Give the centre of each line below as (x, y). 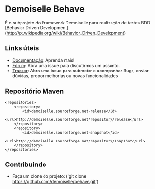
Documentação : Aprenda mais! (43, 60)
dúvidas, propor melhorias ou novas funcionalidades (65, 76)
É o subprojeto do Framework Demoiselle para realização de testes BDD (78, 23)
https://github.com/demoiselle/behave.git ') (55, 182)
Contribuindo (26, 164)
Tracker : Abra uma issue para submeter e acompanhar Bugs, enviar (80, 71)
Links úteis (22, 48)
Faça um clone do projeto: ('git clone (49, 176)
